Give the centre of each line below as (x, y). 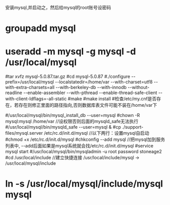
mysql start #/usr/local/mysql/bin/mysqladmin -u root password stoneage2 (84, 152)
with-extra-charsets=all (30, 87)
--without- (139, 87)
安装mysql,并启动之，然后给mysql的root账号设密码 (58, 7)
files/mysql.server (24, 133)
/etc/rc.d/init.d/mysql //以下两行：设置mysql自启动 (97, 133)
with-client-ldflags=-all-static (36, 99)
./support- (133, 127)
